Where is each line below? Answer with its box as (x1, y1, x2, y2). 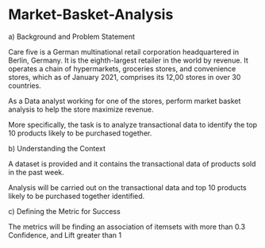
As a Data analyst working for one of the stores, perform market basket (8, 96, 241, 105)
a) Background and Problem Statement (8, 32, 136, 41)
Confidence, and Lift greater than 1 (8, 230, 121, 239)
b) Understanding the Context (8, 143, 106, 153)
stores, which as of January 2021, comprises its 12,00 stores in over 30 (8, 72, 241, 82)
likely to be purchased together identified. (8, 191, 145, 200)
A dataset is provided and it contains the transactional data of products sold (8, 158, 256, 168)
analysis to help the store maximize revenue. (8, 105, 154, 114)
